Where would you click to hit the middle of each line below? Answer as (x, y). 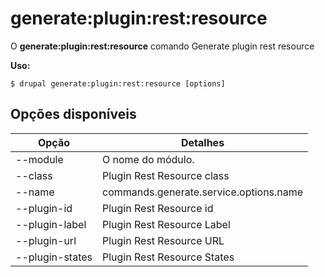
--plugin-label (51, 224)
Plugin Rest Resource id (158, 208)
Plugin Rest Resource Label (166, 224)
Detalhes (203, 142)
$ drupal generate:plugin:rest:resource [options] (118, 83)
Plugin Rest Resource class (166, 175)
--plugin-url (46, 240)
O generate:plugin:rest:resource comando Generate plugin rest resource (162, 46)
